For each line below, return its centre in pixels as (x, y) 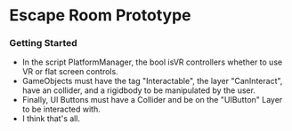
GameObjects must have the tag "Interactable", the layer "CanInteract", (152, 81)
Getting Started (43, 43)
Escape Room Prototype (100, 15)
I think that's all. (51, 119)
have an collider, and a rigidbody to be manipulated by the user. (139, 90)
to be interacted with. (61, 109)
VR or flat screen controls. (70, 72)
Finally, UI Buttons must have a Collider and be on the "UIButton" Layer (152, 100)
